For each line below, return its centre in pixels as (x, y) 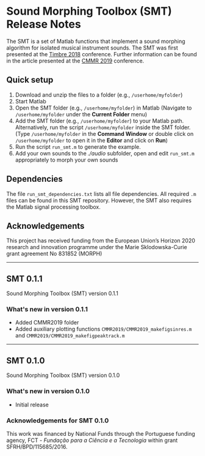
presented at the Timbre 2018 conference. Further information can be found (102, 54)
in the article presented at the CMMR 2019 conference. (75, 61)
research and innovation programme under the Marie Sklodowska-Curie (97, 247)
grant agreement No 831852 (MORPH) (54, 254)
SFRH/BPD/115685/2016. (37, 447)
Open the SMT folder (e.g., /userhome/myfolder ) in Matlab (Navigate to (103, 108)
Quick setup (30, 80)
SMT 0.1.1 (24, 279)
